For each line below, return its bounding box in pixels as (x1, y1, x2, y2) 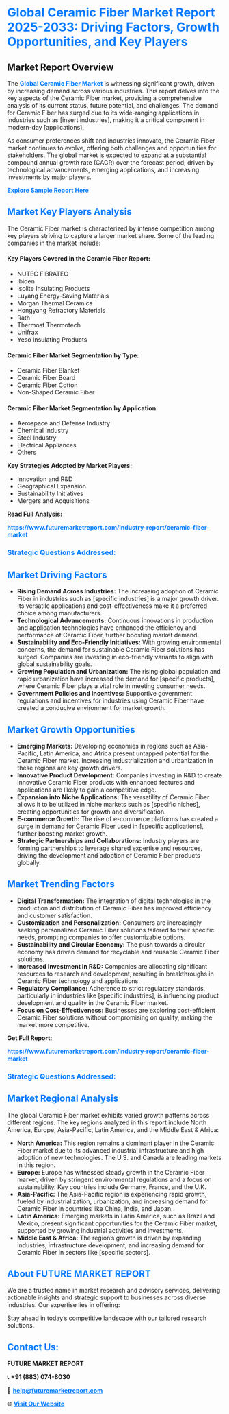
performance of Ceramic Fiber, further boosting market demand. (16, 631, 200, 639)
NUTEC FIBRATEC (16, 270, 68, 279)
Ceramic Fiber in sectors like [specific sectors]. (16, 1248, 150, 1256)
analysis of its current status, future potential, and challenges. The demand (7, 102, 219, 109)
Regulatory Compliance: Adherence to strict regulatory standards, (16, 984, 206, 992)
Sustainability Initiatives (16, 489, 84, 498)
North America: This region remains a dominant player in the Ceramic (16, 1139, 215, 1147)
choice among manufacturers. (16, 609, 103, 617)
